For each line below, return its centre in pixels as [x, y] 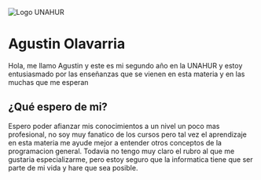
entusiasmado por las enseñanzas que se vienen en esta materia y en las [127, 74]
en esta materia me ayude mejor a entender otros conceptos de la [115, 142]
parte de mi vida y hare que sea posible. [73, 167]
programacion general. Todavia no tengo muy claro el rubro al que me [121, 151]
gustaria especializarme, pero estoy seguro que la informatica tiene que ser [130, 159]
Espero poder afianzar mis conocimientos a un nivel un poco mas [114, 126]
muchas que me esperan [48, 82]
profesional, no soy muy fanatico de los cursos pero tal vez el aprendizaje [128, 134]
